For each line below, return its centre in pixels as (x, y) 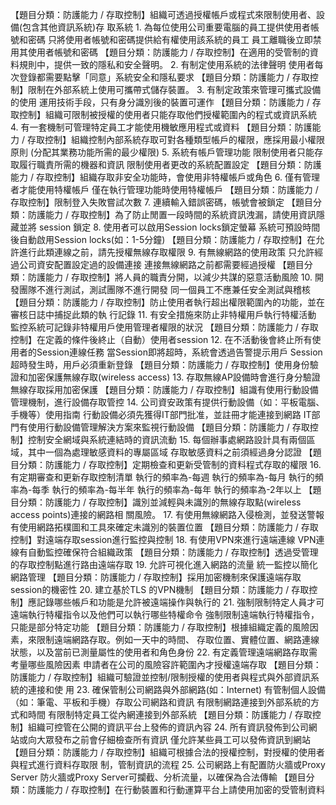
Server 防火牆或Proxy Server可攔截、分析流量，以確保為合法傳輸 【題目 (158, 777)
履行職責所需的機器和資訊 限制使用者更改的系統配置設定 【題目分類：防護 (170, 164)
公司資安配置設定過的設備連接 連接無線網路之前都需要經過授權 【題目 (161, 264)
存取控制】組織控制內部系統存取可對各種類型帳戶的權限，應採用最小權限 (175, 139)
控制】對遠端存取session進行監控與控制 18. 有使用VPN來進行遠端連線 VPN (163, 539)
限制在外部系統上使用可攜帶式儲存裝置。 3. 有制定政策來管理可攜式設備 (174, 89)
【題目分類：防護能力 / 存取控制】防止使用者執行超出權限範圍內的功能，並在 (167, 302)
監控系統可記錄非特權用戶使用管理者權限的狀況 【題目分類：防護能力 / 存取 (164, 327)
